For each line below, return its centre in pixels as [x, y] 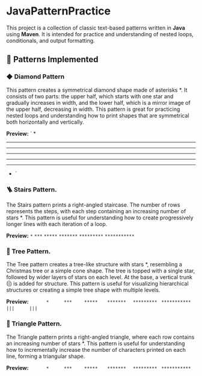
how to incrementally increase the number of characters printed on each [96, 349]
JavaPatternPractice [59, 11]
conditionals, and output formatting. [50, 40]
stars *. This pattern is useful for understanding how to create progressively [100, 218]
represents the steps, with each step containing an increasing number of [96, 211]
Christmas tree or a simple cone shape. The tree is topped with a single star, [101, 271]
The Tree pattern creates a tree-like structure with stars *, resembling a [94, 265]
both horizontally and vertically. [45, 122]
